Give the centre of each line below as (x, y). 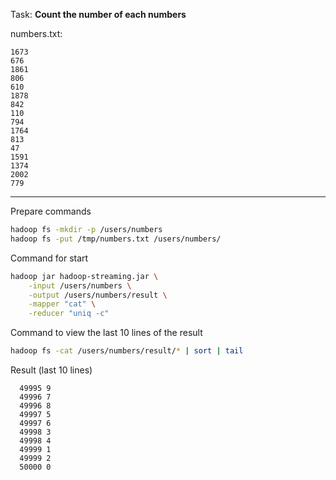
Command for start (49, 258)
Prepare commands (51, 211)
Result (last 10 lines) (51, 370)
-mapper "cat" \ (62, 304)
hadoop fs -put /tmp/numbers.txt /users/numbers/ (116, 239)
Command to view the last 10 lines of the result (106, 333)
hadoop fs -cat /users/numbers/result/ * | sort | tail (127, 351)
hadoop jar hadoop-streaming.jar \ (84, 276)
